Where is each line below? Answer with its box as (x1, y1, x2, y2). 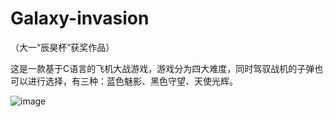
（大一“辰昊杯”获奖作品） (10, 41, 115, 53)
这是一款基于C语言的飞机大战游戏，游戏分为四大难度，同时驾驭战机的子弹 (10, 62, 315, 74)
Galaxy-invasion (10, 7, 150, 30)
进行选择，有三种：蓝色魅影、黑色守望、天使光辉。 (27, 75, 238, 87)
